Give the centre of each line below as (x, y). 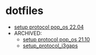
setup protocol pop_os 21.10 (56, 39)
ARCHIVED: (28, 33)
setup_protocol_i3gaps (50, 46)
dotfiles (25, 11)
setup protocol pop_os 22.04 (49, 27)
